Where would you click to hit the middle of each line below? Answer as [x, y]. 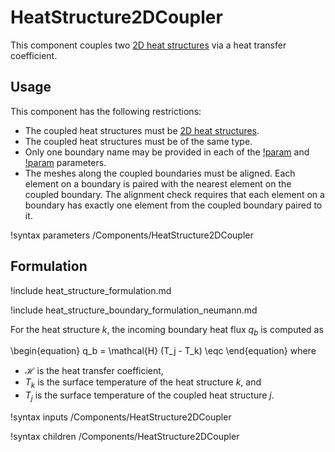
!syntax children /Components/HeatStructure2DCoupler [125, 436]
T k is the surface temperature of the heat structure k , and [143, 383]
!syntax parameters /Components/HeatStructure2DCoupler [132, 235]
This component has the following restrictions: [106, 111]
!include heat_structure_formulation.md [91, 290]
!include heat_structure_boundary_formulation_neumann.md [134, 310]
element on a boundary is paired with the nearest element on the [158, 183]
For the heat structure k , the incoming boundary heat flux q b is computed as [167, 330]
